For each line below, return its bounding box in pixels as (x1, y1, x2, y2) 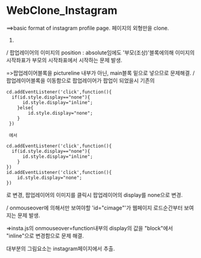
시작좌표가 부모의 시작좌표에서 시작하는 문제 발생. (6, 56, 123, 63)
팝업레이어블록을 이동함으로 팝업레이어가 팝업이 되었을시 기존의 (6, 77, 155, 84)
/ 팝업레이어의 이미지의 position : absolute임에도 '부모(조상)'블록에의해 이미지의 (6, 49, 195, 56)
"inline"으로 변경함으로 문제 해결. (6, 232, 85, 239)
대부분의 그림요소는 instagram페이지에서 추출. (6, 245, 115, 252)
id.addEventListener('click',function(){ (6, 169, 112, 175)
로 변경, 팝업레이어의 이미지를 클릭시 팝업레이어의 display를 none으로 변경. (6, 191, 183, 198)
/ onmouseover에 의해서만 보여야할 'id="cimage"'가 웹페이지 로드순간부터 (6, 204, 183, 211)
